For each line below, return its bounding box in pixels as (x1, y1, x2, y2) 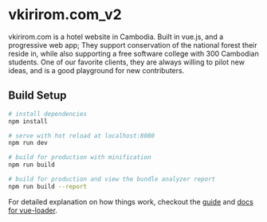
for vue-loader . (8, 205, 58, 215)
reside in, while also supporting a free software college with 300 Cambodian (8, 49, 259, 58)
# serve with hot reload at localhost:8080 (8, 131, 155, 140)
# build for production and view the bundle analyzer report (8, 175, 216, 183)
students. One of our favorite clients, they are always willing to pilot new (8, 57, 245, 67)
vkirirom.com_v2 (8, 6, 122, 24)
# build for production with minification (8, 154, 151, 162)
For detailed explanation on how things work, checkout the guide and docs (8, 197, 253, 206)
